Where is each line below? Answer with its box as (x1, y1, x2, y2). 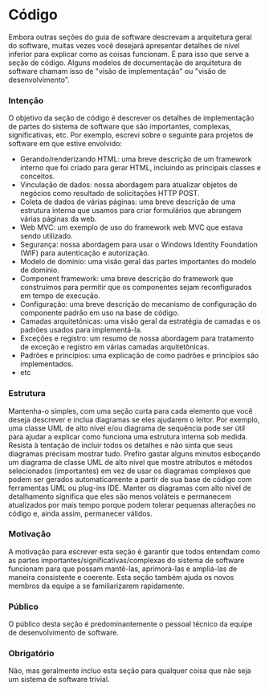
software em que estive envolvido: (8, 139, 123, 149)
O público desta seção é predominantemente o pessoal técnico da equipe (8, 619, 253, 629)
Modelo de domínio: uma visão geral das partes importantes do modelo (19, 257, 257, 267)
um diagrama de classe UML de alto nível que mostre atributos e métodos (8, 457, 253, 467)
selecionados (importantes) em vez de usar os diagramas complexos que (8, 466, 251, 476)
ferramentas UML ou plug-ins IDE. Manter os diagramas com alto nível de (8, 483, 251, 492)
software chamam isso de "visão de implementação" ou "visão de (8, 66, 226, 76)
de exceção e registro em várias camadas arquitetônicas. (19, 342, 210, 352)
